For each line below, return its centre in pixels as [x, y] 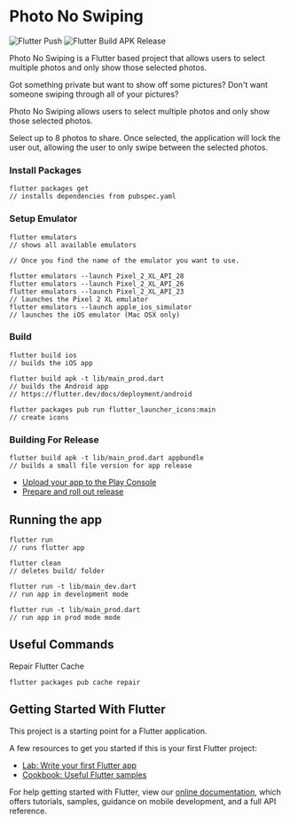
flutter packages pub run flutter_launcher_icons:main [113, 410]
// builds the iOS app [51, 363]
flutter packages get [49, 189]
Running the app [55, 519]
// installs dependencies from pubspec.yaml [93, 197]
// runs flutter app [47, 547]
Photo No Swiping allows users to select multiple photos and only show [140, 111]
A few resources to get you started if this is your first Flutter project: [133, 748]
